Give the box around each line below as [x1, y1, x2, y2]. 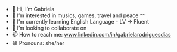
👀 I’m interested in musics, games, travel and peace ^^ [11, 12, 145, 19]
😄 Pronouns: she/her [11, 40, 64, 47]
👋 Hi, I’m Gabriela [11, 6, 55, 12]
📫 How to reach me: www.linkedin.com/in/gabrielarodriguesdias [11, 31, 171, 38]
